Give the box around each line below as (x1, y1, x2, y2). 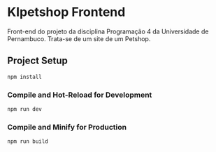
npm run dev (7, 105, 42, 112)
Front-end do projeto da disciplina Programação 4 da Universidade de (7, 27, 209, 36)
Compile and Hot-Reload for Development (7, 90, 152, 100)
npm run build (7, 138, 49, 145)
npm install (7, 73, 42, 80)
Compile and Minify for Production (7, 122, 127, 132)
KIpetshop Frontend (7, 4, 126, 20)
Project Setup (7, 55, 69, 67)
